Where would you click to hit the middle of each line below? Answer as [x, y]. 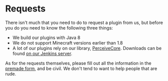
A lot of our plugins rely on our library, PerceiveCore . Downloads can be [87, 48]
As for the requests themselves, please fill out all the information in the [78, 63]
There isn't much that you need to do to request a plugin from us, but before [84, 22]
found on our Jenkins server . [42, 53]
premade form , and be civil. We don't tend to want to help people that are [81, 68]
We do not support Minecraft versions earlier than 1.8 [68, 42]
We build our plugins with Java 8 [46, 37]
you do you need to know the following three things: [59, 27]
